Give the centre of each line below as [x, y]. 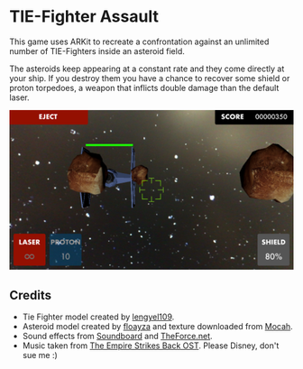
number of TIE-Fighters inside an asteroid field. [97, 51]
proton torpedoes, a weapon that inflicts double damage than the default [144, 88]
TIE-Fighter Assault [84, 17]
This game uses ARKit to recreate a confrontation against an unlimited [139, 42]
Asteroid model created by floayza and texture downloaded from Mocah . [157, 327]
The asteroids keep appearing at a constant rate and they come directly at [147, 69]
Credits [31, 295]
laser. [19, 97]
